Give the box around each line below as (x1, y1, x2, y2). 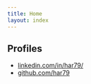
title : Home (7, 10, 42, 17)
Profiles (7, 43, 42, 55)
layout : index (7, 17, 49, 24)
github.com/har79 (17, 69, 71, 77)
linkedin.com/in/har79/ (17, 61, 83, 70)
